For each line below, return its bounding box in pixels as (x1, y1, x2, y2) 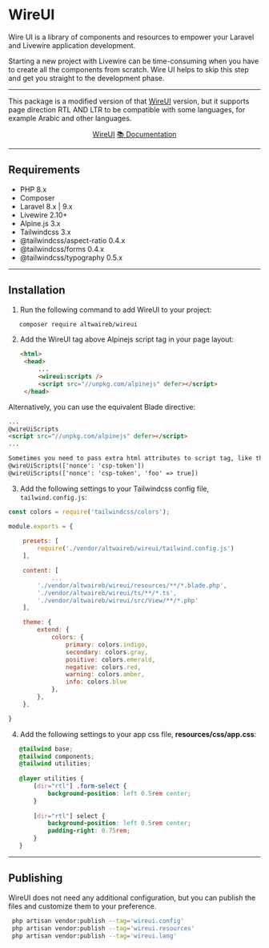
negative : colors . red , (65, 663, 142, 671)
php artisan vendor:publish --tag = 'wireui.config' (11, 917, 184, 925)
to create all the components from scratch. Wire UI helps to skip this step (8, 64, 250, 74)
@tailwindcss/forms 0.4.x (19, 244, 105, 253)
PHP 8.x (19, 184, 47, 194)
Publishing (8, 872, 63, 885)
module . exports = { (8, 522, 74, 530)
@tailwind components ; (18, 752, 94, 760)
